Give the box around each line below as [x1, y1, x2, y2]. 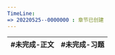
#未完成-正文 [10, 39, 54, 49]
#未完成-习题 [61, 39, 105, 49]
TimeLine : [7, 10, 36, 17]
